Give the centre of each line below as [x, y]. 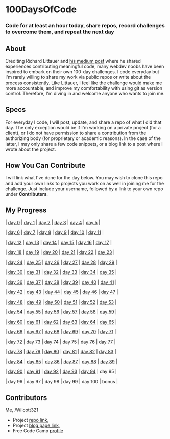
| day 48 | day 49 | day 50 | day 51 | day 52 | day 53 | [61, 302]
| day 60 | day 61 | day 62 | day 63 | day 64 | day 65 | [61, 322]
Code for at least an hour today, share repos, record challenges [85, 26]
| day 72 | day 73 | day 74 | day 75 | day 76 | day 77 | [60, 342]
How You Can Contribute [45, 165]
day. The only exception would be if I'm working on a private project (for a [83, 127]
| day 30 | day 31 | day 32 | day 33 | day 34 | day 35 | [61, 272]
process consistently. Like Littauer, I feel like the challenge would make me [84, 83]
